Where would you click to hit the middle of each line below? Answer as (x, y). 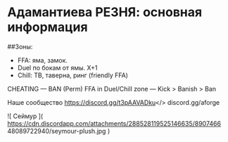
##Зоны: (20, 46)
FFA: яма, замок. (43, 60)
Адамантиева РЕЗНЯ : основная (105, 12)
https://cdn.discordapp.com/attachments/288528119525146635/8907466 (114, 123)
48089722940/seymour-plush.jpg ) (59, 131)
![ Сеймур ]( (25, 116)
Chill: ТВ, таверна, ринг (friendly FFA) (73, 75)
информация (47, 27)
